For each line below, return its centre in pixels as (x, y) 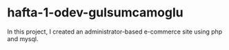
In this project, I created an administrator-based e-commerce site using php (115, 32)
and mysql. (23, 38)
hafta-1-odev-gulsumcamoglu (96, 13)
